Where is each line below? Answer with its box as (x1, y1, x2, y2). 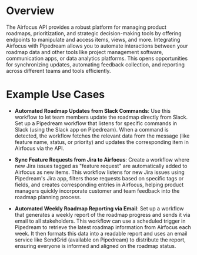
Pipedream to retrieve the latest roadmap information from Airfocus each (14, 223, 191, 230)
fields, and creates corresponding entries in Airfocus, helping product (14, 181, 184, 188)
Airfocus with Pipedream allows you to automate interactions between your (6, 42, 188, 49)
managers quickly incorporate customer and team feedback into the (14, 187, 180, 194)
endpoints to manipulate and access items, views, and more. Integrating (6, 36, 181, 43)
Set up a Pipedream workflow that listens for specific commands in (14, 119, 178, 127)
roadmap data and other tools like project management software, (6, 48, 163, 55)
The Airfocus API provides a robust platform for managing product (6, 24, 166, 31)
